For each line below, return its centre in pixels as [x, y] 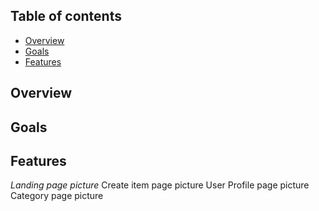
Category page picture [57, 196]
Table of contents [66, 16]
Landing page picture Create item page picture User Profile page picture [160, 185]
